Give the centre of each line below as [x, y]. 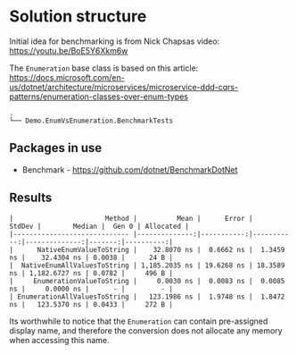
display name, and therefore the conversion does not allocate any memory [146, 330]
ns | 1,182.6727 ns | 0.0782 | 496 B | [91, 273]
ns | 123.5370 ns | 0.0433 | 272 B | [91, 304]
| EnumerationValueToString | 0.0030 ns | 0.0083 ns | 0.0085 [147, 281]
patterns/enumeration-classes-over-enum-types [99, 97]
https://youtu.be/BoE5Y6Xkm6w [69, 50]
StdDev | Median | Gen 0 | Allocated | [99, 226]
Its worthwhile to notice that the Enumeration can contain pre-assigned [139, 321]
